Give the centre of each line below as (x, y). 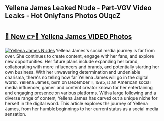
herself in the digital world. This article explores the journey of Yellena (77, 103)
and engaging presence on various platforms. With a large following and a (81, 93)
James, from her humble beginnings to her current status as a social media (82, 109)
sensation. (16, 114)
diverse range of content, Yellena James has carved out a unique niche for (81, 98)
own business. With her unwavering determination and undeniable (73, 72)
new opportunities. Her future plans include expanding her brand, (72, 61)
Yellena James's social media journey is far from (105, 51)
